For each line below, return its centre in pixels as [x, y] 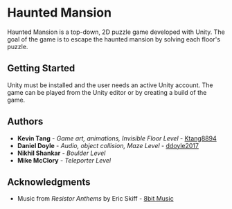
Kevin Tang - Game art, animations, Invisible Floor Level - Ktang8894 [117, 138]
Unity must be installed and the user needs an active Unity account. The [110, 85]
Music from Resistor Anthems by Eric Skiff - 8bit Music [96, 199]
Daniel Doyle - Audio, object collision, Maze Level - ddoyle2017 [108, 145]
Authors [25, 121]
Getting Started [41, 68]
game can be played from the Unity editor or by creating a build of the [107, 92]
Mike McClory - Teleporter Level [64, 160]
